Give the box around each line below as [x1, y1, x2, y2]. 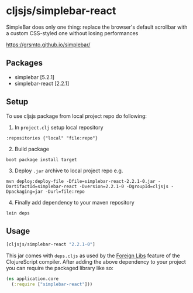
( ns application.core [6, 276, 59, 282]
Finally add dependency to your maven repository [14, 199, 135, 206]
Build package [14, 145, 50, 152]
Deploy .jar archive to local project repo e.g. [14, 167, 123, 174]
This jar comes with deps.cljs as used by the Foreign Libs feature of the [6, 252, 180, 259]
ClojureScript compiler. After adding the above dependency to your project [6, 258, 186, 265]
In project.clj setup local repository [14, 124, 104, 131]
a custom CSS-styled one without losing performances [6, 29, 139, 36]
